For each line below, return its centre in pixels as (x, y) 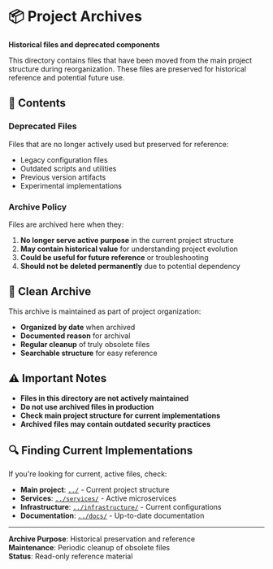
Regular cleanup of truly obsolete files (85, 344)
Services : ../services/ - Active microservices (98, 498)
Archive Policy (38, 206)
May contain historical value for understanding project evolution (129, 249)
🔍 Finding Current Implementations (101, 450)
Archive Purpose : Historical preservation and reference (102, 539)
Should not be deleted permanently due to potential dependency (130, 266)
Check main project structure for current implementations (120, 415)
